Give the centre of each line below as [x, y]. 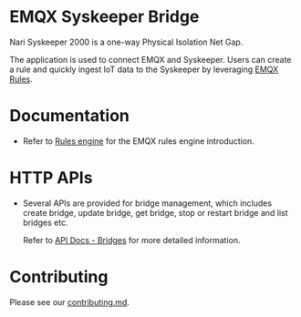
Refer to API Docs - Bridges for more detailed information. [131, 240]
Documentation [70, 116]
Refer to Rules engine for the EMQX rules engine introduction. [139, 141]
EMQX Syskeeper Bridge [104, 17]
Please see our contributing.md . [70, 302]
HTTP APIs [51, 178]
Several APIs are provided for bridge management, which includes [147, 203]
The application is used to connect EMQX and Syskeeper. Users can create [150, 59]
